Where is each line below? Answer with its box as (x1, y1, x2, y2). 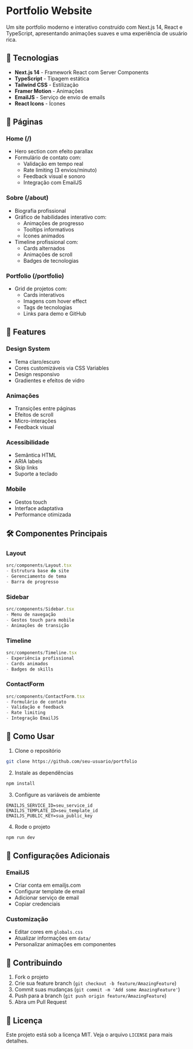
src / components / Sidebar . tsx (6, 606, 75, 612)
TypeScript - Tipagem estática (14, 75, 89, 82)
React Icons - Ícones (14, 100, 66, 107)
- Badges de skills (6, 666, 54, 672)
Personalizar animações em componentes (14, 941, 116, 948)
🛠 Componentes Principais (6, 529, 108, 538)
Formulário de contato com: (14, 154, 82, 161)
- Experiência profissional (6, 655, 75, 661)
